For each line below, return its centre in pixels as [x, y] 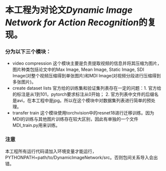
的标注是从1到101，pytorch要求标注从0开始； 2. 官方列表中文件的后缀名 [85, 94]
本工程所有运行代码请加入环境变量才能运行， [51, 151]
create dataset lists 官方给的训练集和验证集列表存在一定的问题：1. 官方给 [87, 88]
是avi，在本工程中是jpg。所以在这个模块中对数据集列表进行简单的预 [82, 101]
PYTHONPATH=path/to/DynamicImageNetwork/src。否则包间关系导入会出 [82, 157]
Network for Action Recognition [72, 23]
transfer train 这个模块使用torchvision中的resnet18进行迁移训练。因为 [83, 113]
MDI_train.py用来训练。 [36, 125]
